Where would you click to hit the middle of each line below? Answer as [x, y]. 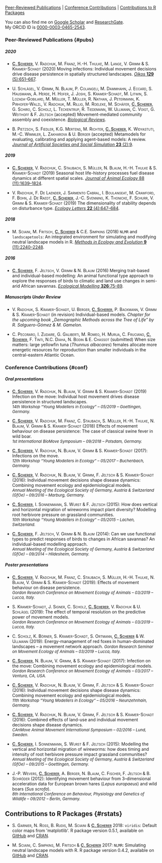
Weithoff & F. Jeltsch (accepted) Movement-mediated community [77, 114]
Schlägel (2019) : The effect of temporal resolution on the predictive [79, 612]
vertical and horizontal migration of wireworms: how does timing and [80, 749]
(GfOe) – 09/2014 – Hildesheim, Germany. [51, 554]
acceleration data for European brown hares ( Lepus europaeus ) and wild [84, 784]
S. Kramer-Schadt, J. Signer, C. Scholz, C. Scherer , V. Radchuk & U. [76, 606]
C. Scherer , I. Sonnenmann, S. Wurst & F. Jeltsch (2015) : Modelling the [80, 744]
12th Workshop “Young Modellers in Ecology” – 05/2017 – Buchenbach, [78, 461]
